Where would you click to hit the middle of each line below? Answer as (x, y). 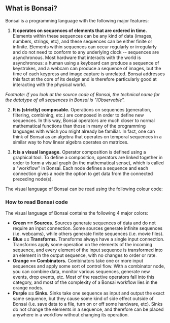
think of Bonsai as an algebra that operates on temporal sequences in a (87, 136)
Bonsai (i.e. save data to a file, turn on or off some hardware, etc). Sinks (88, 304)
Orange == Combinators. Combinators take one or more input (78, 261)
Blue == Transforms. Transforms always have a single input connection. (89, 239)
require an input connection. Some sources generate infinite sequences (88, 228)
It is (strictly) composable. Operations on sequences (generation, (82, 109)
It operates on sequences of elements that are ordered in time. (80, 31)
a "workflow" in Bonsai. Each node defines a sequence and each (80, 168)
